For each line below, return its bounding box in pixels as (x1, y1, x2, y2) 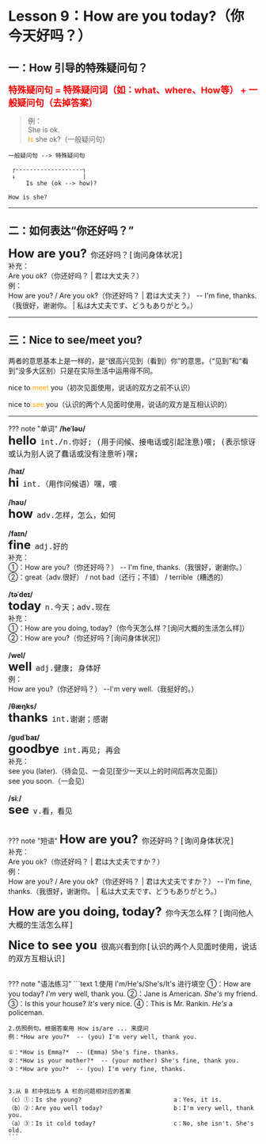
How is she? (8, 193, 47, 201)
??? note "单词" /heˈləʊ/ (8, 424, 85, 433)
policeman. (8, 1007, 45, 1017)
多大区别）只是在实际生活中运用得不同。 (25, 366, 158, 375)
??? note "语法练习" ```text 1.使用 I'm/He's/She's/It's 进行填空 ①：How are (8, 979, 252, 988)
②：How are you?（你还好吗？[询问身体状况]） (8, 633, 165, 642)
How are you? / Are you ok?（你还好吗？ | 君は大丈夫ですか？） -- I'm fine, (8, 876, 253, 886)
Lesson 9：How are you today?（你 (8, 7, 245, 25)
